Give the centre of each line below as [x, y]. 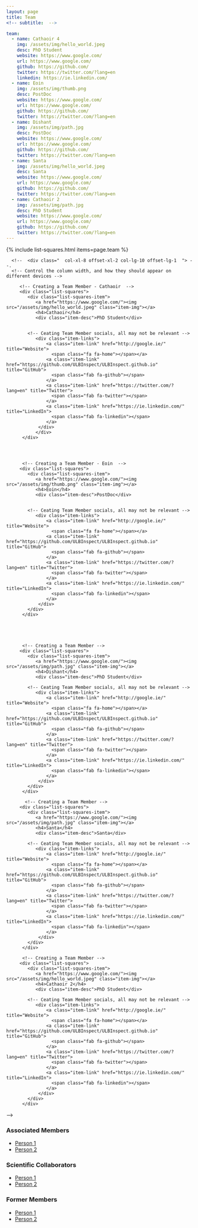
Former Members [32, 1199]
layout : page [22, 12]
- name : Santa [29, 161]
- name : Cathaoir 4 [36, 39]
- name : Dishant [32, 122]
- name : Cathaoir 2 [36, 199]
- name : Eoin [28, 83]
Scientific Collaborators [41, 1165]
